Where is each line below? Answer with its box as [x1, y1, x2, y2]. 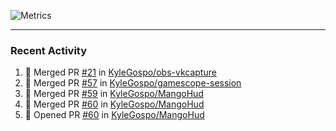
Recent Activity [10, 43, 88, 57]
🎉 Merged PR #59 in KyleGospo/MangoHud [24, 88, 204, 100]
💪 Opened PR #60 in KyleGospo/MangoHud [24, 109, 205, 121]
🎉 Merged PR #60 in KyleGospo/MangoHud [24, 98, 205, 110]
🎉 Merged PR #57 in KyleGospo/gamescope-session [24, 77, 242, 89]
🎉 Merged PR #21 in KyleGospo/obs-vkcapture [24, 66, 217, 79]
